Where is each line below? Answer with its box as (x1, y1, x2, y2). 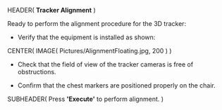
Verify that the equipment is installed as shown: (17, 33, 156, 41)
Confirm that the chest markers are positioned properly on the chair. (17, 81, 216, 90)
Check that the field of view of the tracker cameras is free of (17, 60, 194, 69)
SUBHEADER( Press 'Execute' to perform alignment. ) (7, 95, 164, 103)
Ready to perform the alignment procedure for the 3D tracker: (7, 20, 187, 27)
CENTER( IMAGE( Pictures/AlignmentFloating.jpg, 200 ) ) (7, 47, 172, 55)
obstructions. (17, 68, 56, 76)
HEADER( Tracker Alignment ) (7, 6, 97, 14)
